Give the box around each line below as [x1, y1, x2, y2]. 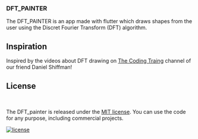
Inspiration [6, 41, 48, 51]
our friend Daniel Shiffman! [6, 64, 73, 71]
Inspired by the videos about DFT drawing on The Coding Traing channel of [6, 57, 191, 64]
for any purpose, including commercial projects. [6, 115, 124, 122]
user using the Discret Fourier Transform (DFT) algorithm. [6, 24, 147, 31]
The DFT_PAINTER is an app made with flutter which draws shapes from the [6, 18, 192, 25]
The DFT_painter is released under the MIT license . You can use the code [6, 108, 186, 115]
